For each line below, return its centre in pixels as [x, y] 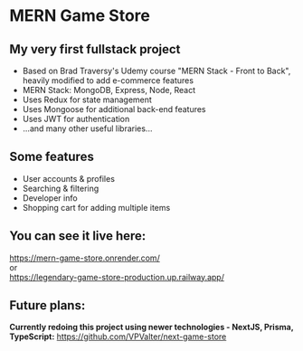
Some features [52, 157]
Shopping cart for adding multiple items [96, 207]
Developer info [50, 198]
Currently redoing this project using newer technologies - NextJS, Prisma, [151, 327]
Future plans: [47, 305]
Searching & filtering [61, 188]
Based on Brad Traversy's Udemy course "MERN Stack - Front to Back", [156, 71]
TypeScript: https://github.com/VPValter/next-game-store [118, 337]
